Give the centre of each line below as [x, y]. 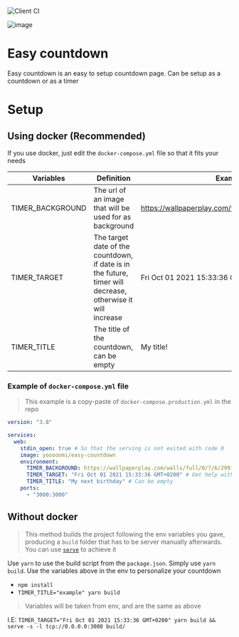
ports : [30, 488]
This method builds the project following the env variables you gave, [125, 534]
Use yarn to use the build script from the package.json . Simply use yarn [111, 563]
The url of [110, 190]
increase [108, 317]
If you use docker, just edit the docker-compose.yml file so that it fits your [113, 152]
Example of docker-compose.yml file [68, 386]
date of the [112, 246]
